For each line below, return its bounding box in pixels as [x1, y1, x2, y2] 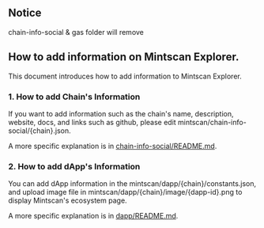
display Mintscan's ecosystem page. [8, 196, 128, 205]
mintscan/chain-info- [177, 117, 247, 127]
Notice [8, 6, 42, 20]
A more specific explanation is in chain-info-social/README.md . [8, 141, 217, 150]
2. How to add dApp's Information [8, 161, 141, 172]
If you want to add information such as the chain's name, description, [8, 108, 234, 118]
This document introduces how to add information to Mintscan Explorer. [8, 71, 243, 81]
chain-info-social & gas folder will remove [8, 27, 145, 36]
